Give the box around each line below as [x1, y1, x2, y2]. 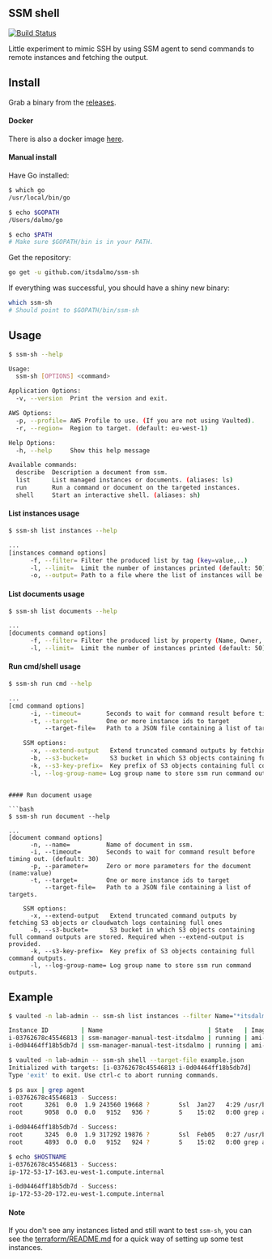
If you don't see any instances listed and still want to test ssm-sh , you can [8, 1226, 253, 1235]
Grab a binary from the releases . [8, 97, 117, 107]
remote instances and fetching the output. [8, 52, 148, 62]
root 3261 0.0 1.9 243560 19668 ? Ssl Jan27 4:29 [8, 1101, 241, 1109]
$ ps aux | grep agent [8, 1086, 85, 1094]
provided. [8, 940, 42, 948]
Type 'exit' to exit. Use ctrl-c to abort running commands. [8, 1071, 219, 1079]
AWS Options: [8, 409, 53, 418]
